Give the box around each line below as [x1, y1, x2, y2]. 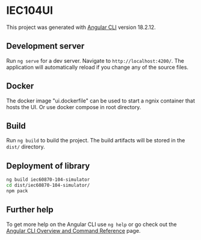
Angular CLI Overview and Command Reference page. [6, 227, 141, 234]
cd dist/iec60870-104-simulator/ [6, 182, 90, 189]
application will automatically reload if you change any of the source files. [6, 63, 188, 71]
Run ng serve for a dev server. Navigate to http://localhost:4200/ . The [6, 57, 185, 64]
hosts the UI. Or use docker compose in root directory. [6, 103, 141, 110]
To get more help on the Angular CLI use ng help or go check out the [6, 221, 177, 228]
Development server [6, 41, 85, 51]
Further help [6, 204, 54, 215]
